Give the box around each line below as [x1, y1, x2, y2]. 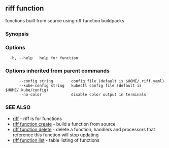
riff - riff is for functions [12, 115, 62, 122]
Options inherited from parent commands [5, 67, 110, 74]
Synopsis [5, 30, 29, 37]
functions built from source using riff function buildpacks [5, 17, 124, 23]
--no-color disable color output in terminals [18, 92, 146, 97]
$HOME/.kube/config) [5, 87, 49, 93]
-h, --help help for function [10, 55, 79, 61]
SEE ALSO [5, 104, 31, 111]
